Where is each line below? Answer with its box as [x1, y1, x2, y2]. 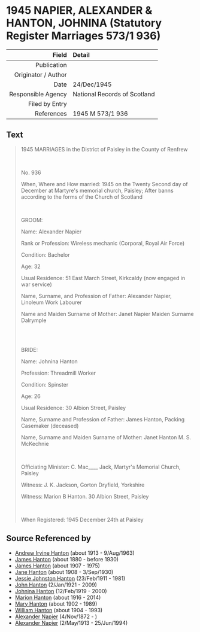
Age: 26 [20, 393, 41, 400]
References [35, 109, 67, 117]
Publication [35, 60, 67, 69]
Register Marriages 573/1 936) [6, 29, 161, 42]
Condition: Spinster [20, 381, 69, 388]
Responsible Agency [9, 90, 67, 98]
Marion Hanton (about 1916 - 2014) [14, 594, 101, 601]
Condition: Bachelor [20, 251, 70, 258]
